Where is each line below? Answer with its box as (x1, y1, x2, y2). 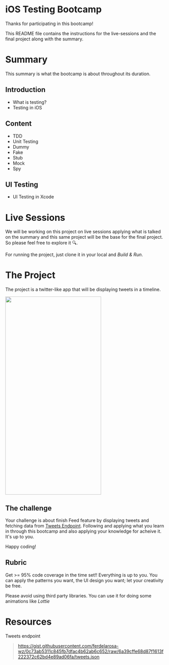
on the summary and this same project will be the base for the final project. (5, 234, 163, 240)
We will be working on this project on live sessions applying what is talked (5, 228, 161, 235)
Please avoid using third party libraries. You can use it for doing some (5, 592, 152, 599)
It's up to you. (5, 534, 34, 540)
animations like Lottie (5, 598, 50, 604)
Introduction (5, 85, 46, 94)
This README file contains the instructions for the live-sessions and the (5, 30, 157, 36)
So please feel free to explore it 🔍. (5, 240, 78, 246)
